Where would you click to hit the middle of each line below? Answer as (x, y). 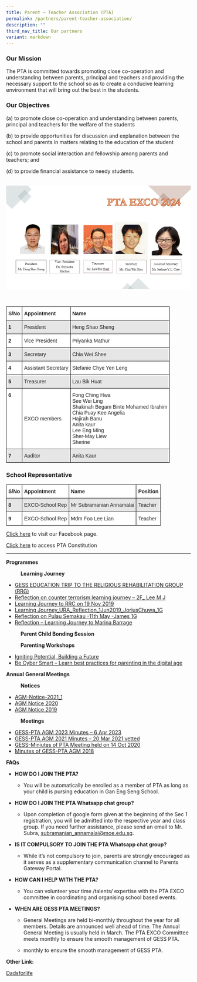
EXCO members (43, 418)
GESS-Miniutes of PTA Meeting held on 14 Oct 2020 (77, 745)
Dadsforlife (20, 973)
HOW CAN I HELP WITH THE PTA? (56, 880)
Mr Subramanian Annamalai (103, 505)
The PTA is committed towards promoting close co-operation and (85, 71)
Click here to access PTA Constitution (52, 545)
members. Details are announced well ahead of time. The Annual (101, 927)
